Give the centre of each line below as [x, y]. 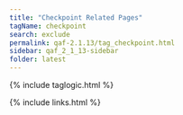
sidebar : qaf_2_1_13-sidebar [64, 51]
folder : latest [38, 59]
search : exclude [40, 34]
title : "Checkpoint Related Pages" [76, 18]
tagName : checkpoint [48, 26]
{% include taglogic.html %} [62, 85]
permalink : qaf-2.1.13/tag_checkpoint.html [92, 43]
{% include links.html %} [55, 102]
